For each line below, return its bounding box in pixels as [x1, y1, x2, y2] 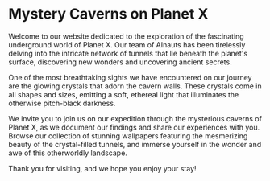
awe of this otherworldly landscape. [8, 148, 127, 158]
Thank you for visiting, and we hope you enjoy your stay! [8, 163, 197, 173]
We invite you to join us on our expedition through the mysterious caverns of [8, 113, 262, 123]
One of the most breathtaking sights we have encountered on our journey [8, 72, 252, 82]
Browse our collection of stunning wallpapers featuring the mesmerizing [8, 130, 248, 141]
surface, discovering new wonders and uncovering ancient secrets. [8, 57, 232, 67]
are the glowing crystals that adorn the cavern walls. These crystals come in [8, 81, 262, 91]
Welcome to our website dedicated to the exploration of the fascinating [8, 31, 244, 41]
